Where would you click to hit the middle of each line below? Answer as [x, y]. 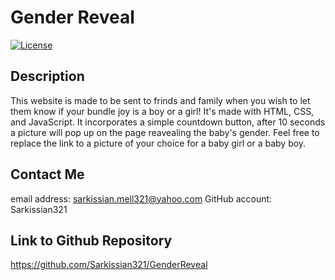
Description [47, 76]
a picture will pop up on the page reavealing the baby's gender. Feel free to [165, 132]
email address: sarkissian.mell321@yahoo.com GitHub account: [141, 198]
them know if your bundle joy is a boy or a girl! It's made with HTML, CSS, [162, 111]
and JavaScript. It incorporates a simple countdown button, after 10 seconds [168, 122]
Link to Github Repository [91, 240]
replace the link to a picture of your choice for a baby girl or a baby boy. [158, 143]
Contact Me [47, 174]
